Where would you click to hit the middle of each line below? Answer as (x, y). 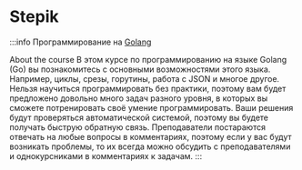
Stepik (34, 17)
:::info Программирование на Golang (81, 42)
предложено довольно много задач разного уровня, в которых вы (139, 98)
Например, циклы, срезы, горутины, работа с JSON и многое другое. (145, 78)
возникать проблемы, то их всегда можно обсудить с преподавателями (150, 146)
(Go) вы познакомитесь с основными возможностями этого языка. (140, 69)
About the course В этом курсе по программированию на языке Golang (148, 59)
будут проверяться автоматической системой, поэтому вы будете (139, 117)
